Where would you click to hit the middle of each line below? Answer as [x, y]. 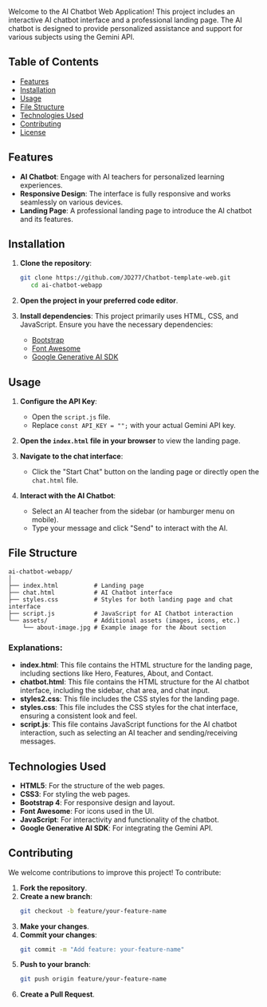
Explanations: [35, 648]
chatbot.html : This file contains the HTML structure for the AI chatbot [134, 682]
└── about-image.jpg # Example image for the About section [124, 627]
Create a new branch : [56, 896]
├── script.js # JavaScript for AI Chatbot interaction [121, 613]
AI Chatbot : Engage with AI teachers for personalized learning [122, 176]
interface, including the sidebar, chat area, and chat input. [115, 691]
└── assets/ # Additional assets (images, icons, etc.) [124, 620]
